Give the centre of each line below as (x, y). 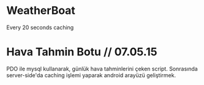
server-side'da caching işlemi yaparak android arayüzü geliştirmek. (91, 75)
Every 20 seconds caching (40, 27)
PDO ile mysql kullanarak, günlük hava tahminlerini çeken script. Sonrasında (102, 69)
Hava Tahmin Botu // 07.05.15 (82, 52)
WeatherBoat (41, 11)
